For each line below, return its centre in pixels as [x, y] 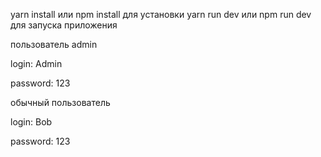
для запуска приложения [64, 25]
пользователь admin [54, 44]
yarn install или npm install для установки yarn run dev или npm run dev [161, 14]
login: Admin [36, 63]
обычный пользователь [60, 102]
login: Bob [31, 122]
